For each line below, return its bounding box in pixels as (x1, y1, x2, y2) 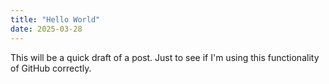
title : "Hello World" (10, 14, 101, 25)
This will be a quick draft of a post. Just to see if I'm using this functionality (10, 51, 320, 63)
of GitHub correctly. (10, 62, 92, 74)
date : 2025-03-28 (10, 24, 83, 34)
